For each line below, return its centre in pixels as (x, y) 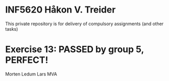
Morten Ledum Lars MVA (31, 74)
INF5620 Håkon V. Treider (61, 10)
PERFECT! (27, 60)
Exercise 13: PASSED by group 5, (75, 50)
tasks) (12, 29)
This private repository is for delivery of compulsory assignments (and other (84, 24)
